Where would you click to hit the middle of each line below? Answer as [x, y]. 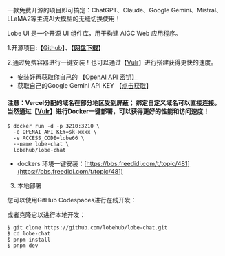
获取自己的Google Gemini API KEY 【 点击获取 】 [85, 85]
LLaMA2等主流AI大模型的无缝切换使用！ [64, 19]
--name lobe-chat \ [41, 144]
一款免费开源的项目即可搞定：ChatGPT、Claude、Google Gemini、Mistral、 [115, 10]
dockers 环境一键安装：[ [52, 164]
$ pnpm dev [23, 246]
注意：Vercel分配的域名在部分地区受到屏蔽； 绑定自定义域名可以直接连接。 [114, 102]
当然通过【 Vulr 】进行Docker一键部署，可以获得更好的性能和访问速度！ [108, 111]
